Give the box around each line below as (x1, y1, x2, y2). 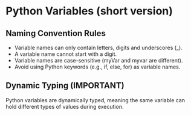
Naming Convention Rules (5, 28, 106, 38)
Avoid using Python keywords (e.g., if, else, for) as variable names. (14, 63, 181, 70)
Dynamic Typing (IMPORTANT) (5, 81, 125, 91)
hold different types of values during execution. (5, 103, 124, 110)
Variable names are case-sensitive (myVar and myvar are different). (14, 57, 183, 64)
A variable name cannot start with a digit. (14, 50, 117, 58)
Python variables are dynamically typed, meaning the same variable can (5, 96, 186, 103)
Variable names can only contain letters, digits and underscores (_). (14, 44, 183, 51)
